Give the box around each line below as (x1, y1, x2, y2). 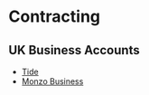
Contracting (8, 6, 101, 27)
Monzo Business (21, 76, 84, 87)
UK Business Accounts (8, 43, 141, 58)
